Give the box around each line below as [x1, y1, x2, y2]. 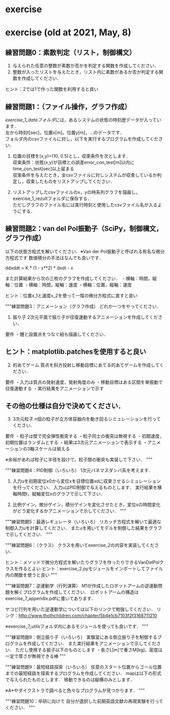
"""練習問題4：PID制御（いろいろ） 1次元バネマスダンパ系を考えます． [5, 467, 153, 473]
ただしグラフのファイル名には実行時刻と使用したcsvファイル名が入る [12, 202, 158, 208]
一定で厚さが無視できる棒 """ [5, 653, 66, 659]
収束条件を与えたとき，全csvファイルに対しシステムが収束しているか [12, 172, 157, 178]
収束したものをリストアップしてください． [26, 179, 115, 184]
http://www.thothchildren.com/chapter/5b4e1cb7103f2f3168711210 [18, 612, 157, 619]
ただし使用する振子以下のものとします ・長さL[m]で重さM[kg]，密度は [15, 647, 163, 653]
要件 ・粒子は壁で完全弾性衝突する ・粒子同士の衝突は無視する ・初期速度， [5, 433, 164, 439]
